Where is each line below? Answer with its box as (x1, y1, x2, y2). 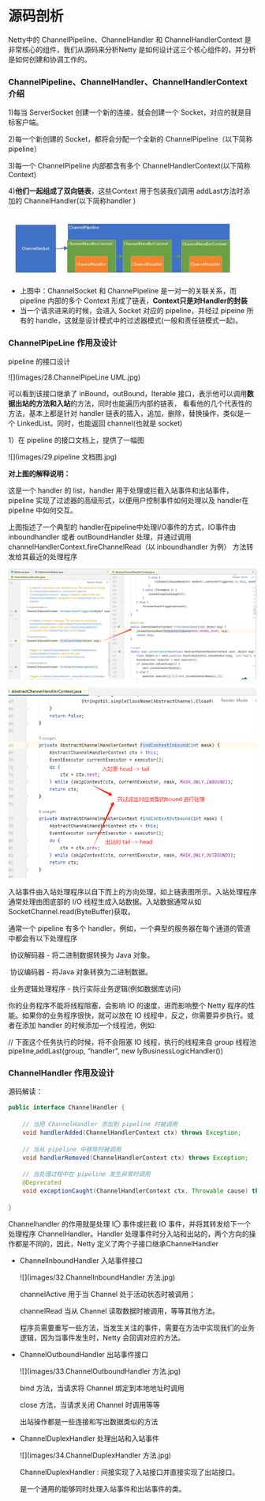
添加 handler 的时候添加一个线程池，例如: (21, 1021, 156, 1030)
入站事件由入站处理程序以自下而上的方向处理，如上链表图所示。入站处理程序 (8, 887, 257, 897)
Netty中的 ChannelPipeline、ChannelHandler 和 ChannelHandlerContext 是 (8, 35, 252, 44)
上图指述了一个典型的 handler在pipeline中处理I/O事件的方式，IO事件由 (8, 523, 237, 532)
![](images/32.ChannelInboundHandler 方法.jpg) (19, 1272, 176, 1282)
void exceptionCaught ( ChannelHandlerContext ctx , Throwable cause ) (22, 1187, 248, 1195)
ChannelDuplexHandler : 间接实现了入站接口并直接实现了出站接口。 (19, 1467, 239, 1476)
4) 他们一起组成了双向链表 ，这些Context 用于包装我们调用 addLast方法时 (8, 187, 244, 196)
